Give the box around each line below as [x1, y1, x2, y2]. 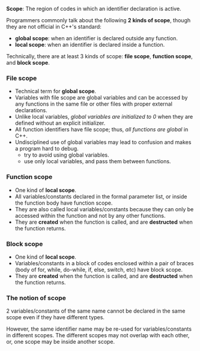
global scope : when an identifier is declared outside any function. [14, 35, 178, 41]
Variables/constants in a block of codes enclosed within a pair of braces [14, 259, 194, 266]
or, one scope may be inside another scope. [6, 338, 115, 346]
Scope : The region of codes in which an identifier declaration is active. [6, 5, 181, 12]
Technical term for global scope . [14, 88, 97, 95]
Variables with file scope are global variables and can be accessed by [14, 94, 188, 101]
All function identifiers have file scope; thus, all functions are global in [14, 126, 189, 133]
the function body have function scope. [14, 199, 113, 206]
